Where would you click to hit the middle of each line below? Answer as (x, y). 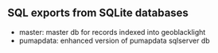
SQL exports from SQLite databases (98, 13)
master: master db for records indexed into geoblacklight (112, 32)
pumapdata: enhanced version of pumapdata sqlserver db (114, 40)
